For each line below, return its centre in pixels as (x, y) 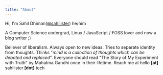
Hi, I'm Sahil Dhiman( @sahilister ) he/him (46, 23)
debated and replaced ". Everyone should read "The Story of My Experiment (81, 57)
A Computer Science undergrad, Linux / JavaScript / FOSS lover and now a (81, 32)
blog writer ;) (18, 38)
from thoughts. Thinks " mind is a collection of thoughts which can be (75, 52)
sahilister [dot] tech (25, 68)
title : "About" (21, 9)
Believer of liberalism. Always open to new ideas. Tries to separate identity (80, 47)
